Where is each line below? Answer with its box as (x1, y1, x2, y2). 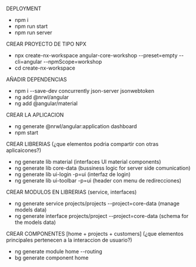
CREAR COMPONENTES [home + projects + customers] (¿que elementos (6, 230, 184, 237)
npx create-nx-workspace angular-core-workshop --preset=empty (14, 52, 178, 58)
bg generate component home (14, 254, 89, 261)
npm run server (14, 29, 52, 36)
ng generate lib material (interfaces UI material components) (14, 158, 161, 165)
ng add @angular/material (14, 100, 78, 107)
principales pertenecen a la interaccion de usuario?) (6, 236, 132, 243)
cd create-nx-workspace (14, 64, 75, 71)
